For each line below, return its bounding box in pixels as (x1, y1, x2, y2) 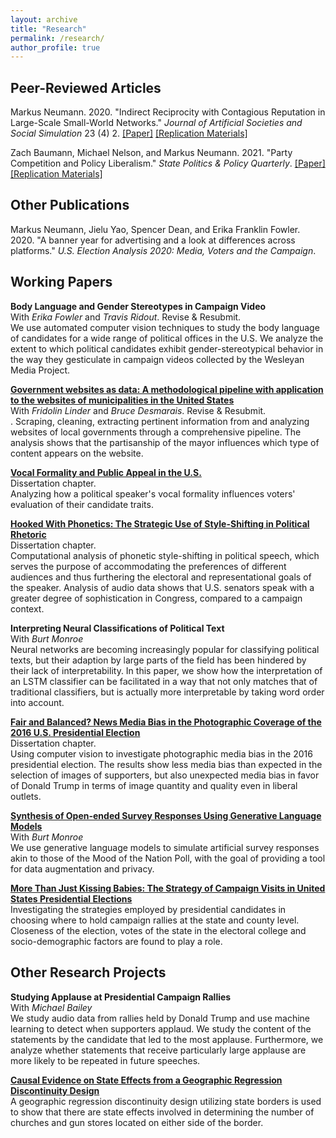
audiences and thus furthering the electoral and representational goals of (10, 571, 312, 583)
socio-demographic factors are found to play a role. (10, 935, 223, 947)
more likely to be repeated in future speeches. (10, 1054, 201, 1066)
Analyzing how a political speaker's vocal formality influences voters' (10, 487, 296, 500)
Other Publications (10, 197, 130, 214)
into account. (10, 696, 65, 708)
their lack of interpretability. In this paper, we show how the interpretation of (10, 664, 323, 676)
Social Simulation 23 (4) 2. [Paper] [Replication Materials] (10, 127, 248, 140)
